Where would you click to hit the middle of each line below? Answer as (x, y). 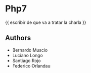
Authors (18, 38)
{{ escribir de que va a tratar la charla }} (46, 22)
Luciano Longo (27, 55)
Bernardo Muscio (30, 50)
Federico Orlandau (31, 66)
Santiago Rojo (26, 61)
